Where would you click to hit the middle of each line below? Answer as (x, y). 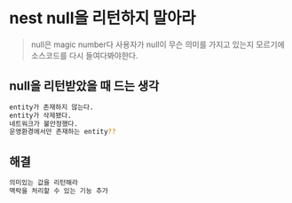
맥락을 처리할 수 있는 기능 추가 (59, 191)
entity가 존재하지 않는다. (51, 107)
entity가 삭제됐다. (40, 115)
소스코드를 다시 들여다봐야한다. (85, 55)
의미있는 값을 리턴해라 (43, 183)
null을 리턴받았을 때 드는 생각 (84, 86)
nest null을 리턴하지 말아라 (103, 18)
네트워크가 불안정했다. (43, 124)
